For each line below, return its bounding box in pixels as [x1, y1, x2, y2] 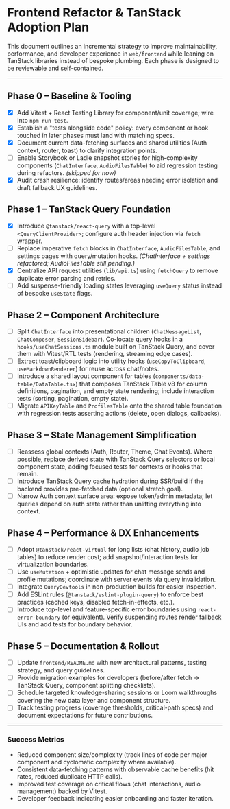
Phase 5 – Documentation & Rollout [7, 640, 159, 652]
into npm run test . [16, 116, 68, 124]
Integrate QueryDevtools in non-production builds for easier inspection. [16, 583, 217, 591]
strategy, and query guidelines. [16, 666, 105, 675]
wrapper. [16, 237, 43, 245]
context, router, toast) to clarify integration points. [16, 146, 157, 154]
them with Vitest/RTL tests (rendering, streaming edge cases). [16, 350, 193, 357]
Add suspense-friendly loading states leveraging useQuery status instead [16, 281, 222, 290]
